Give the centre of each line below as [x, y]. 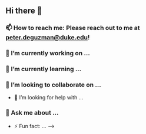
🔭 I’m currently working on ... [48, 53]
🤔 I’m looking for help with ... [49, 98]
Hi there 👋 [24, 11]
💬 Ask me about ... [32, 113]
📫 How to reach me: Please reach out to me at [73, 28]
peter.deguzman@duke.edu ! [48, 38]
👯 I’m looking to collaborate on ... [53, 85]
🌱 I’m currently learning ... [44, 69]
